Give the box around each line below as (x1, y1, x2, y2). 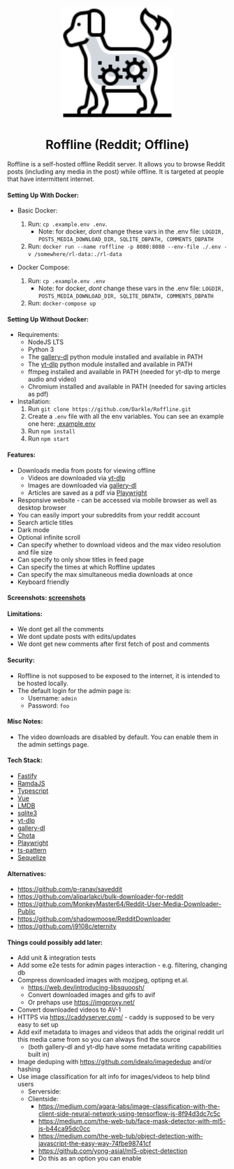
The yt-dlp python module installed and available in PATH (27, 360, 193, 368)
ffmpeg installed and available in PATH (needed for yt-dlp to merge (27, 368, 221, 376)
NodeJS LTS (27, 338, 64, 346)
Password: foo (27, 701, 70, 710)
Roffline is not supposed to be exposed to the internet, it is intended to (17, 671, 220, 680)
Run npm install (27, 427, 75, 436)
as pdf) (27, 390, 49, 399)
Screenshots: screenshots (7, 594, 86, 602)
